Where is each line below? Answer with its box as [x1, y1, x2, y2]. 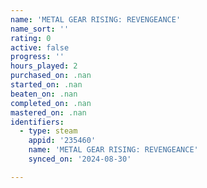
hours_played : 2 [10, 61, 78, 71]
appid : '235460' [28, 136, 97, 146]
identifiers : [10, 117, 65, 127]
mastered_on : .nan [10, 107, 87, 118]
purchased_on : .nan [10, 71, 92, 81]
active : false [10, 42, 70, 53]
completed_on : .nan [10, 98, 92, 108]
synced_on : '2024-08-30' [28, 154, 132, 164]
